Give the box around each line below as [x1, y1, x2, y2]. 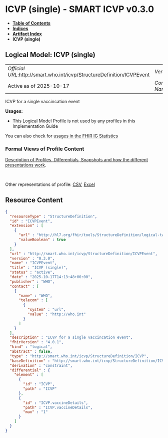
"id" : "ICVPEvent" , [9, 218, 52, 224]
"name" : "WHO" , [18, 293, 52, 298]
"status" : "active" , [9, 270, 55, 275]
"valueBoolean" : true [18, 237, 66, 243]
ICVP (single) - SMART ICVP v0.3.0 [5, 4, 154, 15]
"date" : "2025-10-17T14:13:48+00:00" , [9, 275, 93, 280]
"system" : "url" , [27, 307, 66, 312]
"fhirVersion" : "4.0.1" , [9, 340, 64, 345]
